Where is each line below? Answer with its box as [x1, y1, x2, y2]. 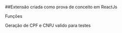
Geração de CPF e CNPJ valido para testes [5, 22, 91, 28]
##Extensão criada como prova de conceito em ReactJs [5, 4, 118, 10]
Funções [5, 13, 23, 19]
